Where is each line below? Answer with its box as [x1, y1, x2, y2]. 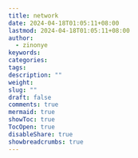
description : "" [8, 71, 62, 79]
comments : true [8, 101, 59, 109]
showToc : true [8, 116, 56, 124]
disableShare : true [8, 130, 73, 138]
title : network [8, 11, 59, 20]
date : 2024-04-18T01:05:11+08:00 [8, 19, 120, 27]
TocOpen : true [8, 123, 56, 131]
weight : [8, 78, 34, 86]
